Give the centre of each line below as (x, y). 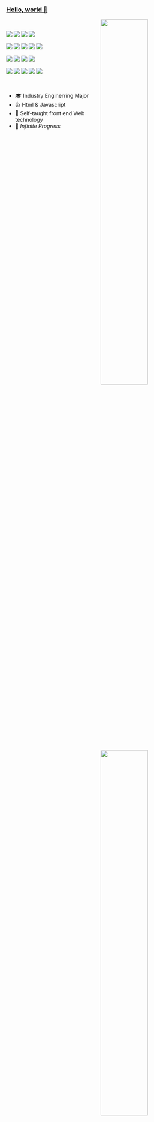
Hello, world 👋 (27, 10)
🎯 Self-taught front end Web (50, 113)
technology (29, 120)
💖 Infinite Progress (38, 126)
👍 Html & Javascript (40, 105)
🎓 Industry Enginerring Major (52, 96)
